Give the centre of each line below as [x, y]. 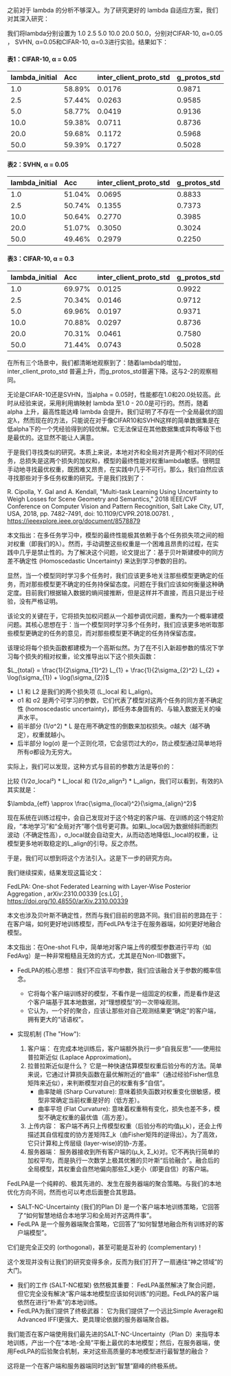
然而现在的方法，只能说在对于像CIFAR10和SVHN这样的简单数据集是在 [121, 420]
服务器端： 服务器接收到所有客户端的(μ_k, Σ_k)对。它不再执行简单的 [123, 1152]
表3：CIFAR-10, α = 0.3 [41, 259]
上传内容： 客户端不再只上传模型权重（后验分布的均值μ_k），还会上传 [125, 1126]
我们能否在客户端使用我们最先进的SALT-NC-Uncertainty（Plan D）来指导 [111, 1334]
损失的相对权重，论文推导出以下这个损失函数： [91, 656]
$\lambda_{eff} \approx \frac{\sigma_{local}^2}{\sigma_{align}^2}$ [102, 803]
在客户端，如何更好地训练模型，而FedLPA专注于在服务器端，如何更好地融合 [114, 923]
